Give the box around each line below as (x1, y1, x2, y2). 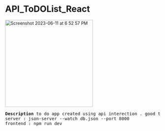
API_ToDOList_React (5, 3, 90, 15)
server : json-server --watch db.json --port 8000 (5, 116, 130, 121)
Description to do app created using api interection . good (5, 111, 156, 116)
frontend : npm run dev (5, 121, 62, 126)
